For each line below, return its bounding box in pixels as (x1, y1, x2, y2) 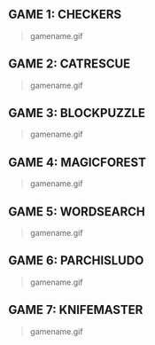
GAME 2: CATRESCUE (8, 57, 131, 72)
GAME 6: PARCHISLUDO (8, 253, 144, 269)
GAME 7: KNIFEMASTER (8, 302, 143, 318)
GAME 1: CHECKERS (8, 7, 122, 22)
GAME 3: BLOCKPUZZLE (8, 106, 146, 121)
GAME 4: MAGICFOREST (8, 154, 147, 169)
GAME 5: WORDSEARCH (8, 204, 145, 219)
